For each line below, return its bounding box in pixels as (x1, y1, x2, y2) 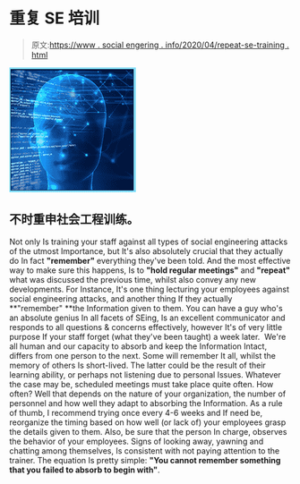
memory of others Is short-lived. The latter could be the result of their (9, 360, 266, 370)
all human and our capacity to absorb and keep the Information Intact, (9, 341, 267, 352)
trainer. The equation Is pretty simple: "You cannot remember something (9, 454, 281, 465)
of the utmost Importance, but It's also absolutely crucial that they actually (9, 245, 284, 256)
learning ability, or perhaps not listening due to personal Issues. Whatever (9, 369, 282, 380)
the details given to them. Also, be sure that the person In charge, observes (9, 426, 287, 437)
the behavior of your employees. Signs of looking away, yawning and (9, 436, 264, 446)
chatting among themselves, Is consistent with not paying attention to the (9, 445, 280, 456)
